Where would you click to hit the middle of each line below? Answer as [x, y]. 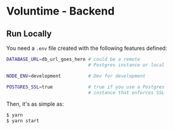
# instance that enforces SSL [126, 92]
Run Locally [29, 34]
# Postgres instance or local [126, 65]
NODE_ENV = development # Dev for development [76, 76]
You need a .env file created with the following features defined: [87, 48]
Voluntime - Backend [60, 11]
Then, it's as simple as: [35, 104]
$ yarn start [23, 121]
